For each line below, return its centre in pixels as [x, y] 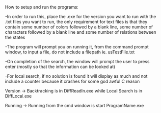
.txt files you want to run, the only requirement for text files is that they [76, 22]
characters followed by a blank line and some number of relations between [81, 32]
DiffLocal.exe [18, 96]
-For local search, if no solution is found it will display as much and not [76, 76]
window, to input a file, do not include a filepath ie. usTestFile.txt [70, 52]
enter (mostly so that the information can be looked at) [60, 67]
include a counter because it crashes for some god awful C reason [72, 81]
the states [15, 37]
